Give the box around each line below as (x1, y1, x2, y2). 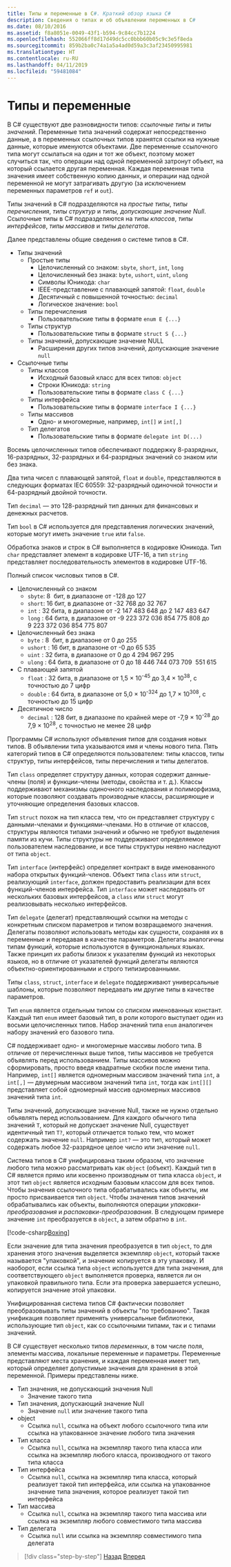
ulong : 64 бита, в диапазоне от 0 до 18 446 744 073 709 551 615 (27, 658, 217, 667)
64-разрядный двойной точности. (7, 488, 108, 497)
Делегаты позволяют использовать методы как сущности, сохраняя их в (7, 928, 224, 936)
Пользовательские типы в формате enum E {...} (37, 315, 181, 323)
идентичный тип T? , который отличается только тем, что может (7, 1128, 194, 1137)
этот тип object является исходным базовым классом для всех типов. (7, 1179, 215, 1187)
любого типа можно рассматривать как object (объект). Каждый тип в (7, 1164, 217, 1172)
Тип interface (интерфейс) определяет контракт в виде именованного (7, 863, 215, 871)
